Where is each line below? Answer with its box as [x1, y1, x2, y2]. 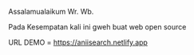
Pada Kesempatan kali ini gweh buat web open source [8, 22, 187, 31]
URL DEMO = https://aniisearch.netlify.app [8, 37, 148, 47]
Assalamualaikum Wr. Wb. [8, 7, 94, 16]
